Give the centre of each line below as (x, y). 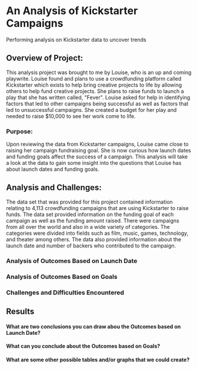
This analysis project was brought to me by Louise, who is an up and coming (99, 72)
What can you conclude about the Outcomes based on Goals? (83, 346)
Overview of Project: (45, 58)
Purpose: (20, 131)
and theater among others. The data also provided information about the (94, 239)
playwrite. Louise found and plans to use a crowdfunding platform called (94, 78)
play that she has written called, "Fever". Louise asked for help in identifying (98, 97)
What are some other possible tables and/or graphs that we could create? (98, 360)
